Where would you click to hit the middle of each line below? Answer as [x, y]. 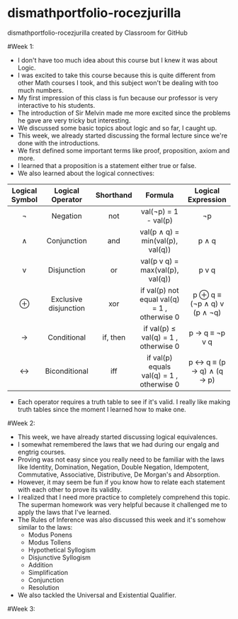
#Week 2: [21, 423]
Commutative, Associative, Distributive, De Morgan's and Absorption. [119, 474]
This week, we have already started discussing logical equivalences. [118, 437]
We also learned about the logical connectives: [86, 173]
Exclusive [67, 299]
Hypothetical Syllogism [62, 550]
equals [160, 367]
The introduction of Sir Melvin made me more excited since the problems [124, 113]
